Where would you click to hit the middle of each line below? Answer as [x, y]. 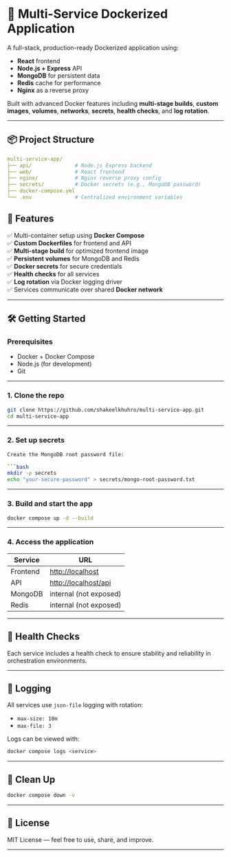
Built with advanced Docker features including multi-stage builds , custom [113, 103]
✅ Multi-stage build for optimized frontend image [78, 251]
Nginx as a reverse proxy [53, 90]
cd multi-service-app [38, 416]
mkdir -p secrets [32, 474]
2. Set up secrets [36, 441]
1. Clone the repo [36, 396]
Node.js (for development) [54, 364]
